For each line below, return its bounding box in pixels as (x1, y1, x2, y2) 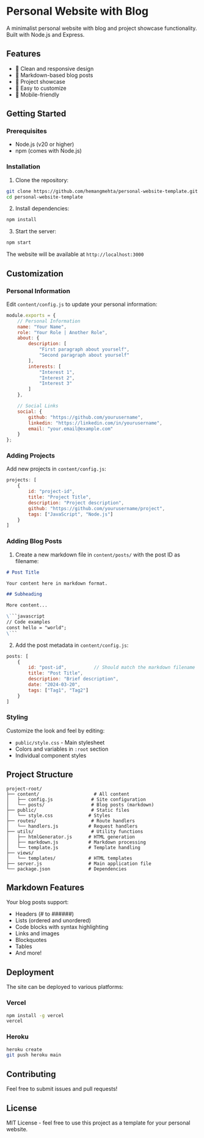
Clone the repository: (15, 176, 69, 184)
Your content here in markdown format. (6, 580, 108, 586)
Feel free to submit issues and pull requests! (6, 1085, 118, 1093)
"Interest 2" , (38, 374, 75, 381)
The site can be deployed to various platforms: (6, 983, 124, 991)
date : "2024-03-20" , (28, 682, 81, 688)
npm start (6, 239, 32, 246)
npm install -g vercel (6, 1012, 64, 1018)
